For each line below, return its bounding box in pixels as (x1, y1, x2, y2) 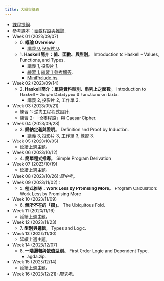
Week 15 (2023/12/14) (12, 258, 57, 265)
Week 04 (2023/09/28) (12, 120, 60, 126)
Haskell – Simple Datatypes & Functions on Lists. (19, 91, 119, 97)
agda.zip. (27, 253, 46, 259)
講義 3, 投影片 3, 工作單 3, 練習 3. (27, 132, 95, 139)
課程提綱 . (12, 21, 31, 27)
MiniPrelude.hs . (27, 75, 59, 81)
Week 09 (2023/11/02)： (12, 179, 62, 185)
